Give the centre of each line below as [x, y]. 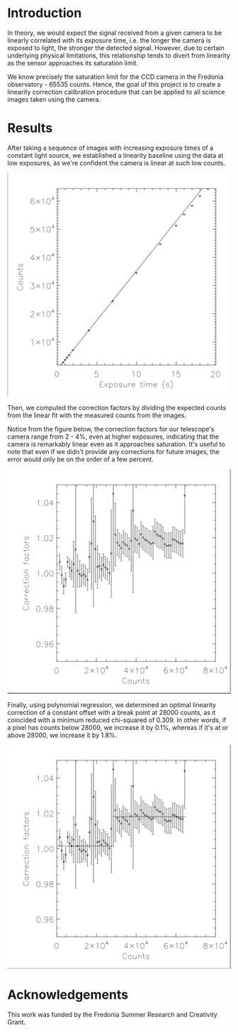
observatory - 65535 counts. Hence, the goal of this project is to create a [114, 84]
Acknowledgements [68, 995]
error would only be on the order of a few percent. [80, 459]
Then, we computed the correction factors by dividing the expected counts [117, 407]
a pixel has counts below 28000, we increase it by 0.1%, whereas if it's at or [118, 727]
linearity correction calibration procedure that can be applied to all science [116, 92]
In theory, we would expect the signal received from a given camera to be [115, 33]
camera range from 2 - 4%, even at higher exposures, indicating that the [113, 436]
